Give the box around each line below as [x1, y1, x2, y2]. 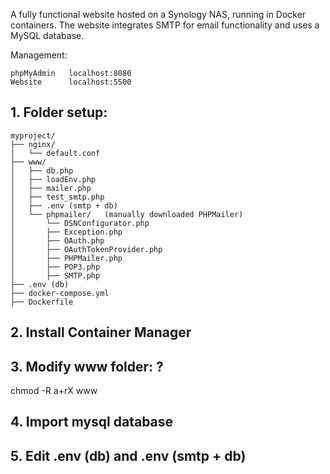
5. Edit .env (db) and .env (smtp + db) [10, 447, 247, 464]
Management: [10, 49, 68, 61]
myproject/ [10, 130, 56, 141]
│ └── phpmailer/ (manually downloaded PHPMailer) [10, 209, 244, 219]
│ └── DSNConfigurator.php [10, 218, 150, 228]
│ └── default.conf [10, 148, 101, 158]
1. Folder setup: [10, 104, 108, 121]
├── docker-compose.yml [10, 288, 110, 298]
